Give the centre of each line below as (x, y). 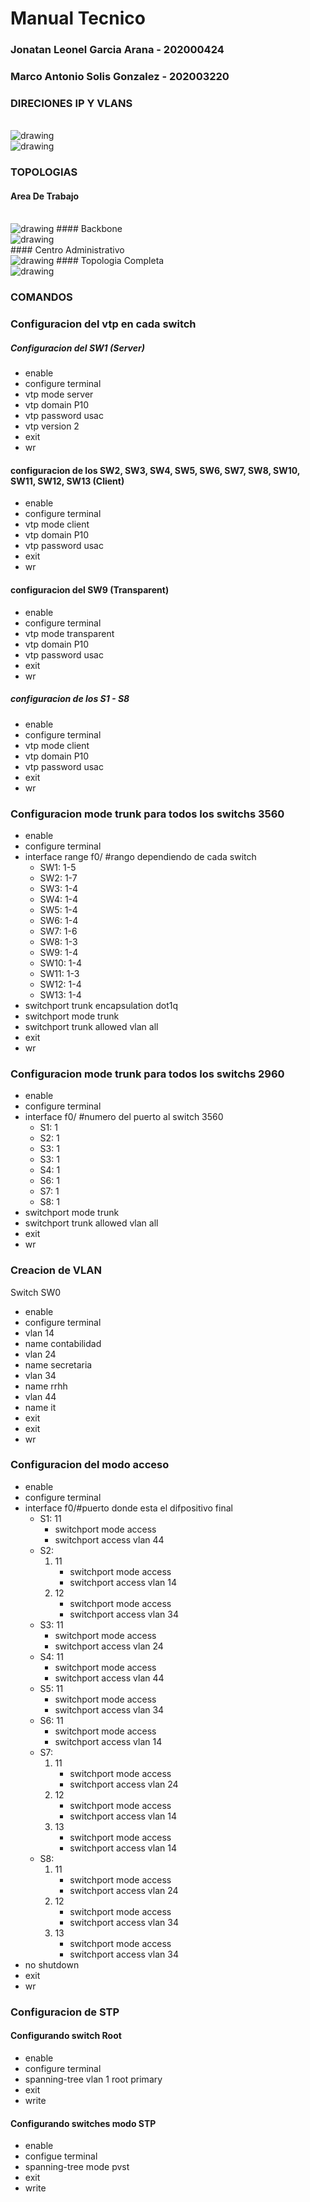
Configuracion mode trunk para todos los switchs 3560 (147, 814)
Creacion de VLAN (56, 1270)
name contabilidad (63, 1343)
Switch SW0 (36, 1292)
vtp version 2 (52, 426)
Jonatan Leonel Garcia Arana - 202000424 (117, 50)
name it (40, 1407)
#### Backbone (89, 229)
